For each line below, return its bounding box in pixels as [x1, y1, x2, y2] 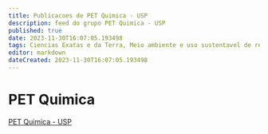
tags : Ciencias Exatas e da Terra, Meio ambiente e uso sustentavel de [8, 41, 251, 49]
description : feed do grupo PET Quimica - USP [8, 19, 166, 27]
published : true [8, 26, 62, 34]
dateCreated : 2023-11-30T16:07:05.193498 [8, 57, 148, 65]
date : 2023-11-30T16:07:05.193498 [8, 33, 124, 42]
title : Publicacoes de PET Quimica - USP [8, 11, 148, 20]
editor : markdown [8, 49, 66, 57]
